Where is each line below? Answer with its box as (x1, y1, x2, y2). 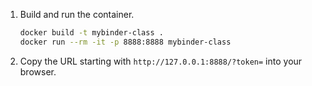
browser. (19, 65, 57, 78)
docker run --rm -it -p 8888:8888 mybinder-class (19, 37, 232, 47)
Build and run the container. (19, 9, 135, 20)
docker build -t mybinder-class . (19, 28, 164, 38)
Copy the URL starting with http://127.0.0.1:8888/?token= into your (19, 55, 303, 67)
